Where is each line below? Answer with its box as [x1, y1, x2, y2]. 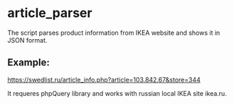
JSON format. [7, 35, 48, 44]
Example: [7, 57, 50, 69]
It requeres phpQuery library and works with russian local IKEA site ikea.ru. [7, 89, 228, 97]
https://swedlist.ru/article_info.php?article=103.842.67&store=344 [7, 75, 201, 84]
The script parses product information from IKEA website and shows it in [7, 28, 220, 37]
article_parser [7, 5, 92, 21]
